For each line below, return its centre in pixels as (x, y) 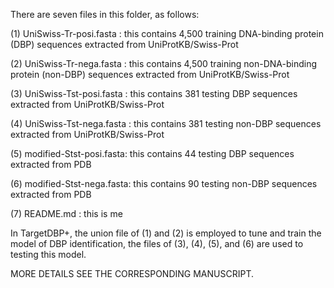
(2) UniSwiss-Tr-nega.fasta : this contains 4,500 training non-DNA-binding (164, 63)
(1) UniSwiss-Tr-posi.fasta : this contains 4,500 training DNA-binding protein (167, 33)
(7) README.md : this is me (66, 213)
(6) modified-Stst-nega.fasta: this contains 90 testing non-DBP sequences (164, 183)
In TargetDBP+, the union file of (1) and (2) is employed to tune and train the (166, 233)
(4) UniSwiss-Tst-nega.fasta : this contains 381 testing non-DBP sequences (166, 123)
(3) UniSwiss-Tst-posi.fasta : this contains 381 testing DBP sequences (154, 93)
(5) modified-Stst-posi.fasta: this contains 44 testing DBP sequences (152, 153)
